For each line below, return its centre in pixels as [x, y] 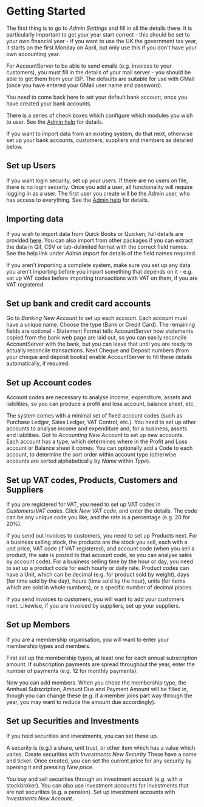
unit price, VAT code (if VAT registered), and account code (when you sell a [100, 549]
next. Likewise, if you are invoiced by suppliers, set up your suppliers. [93, 606]
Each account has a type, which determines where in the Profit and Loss [97, 442]
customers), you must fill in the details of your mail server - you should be [99, 72]
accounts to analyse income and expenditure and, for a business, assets [97, 428]
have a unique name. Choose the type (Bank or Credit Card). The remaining [101, 325]
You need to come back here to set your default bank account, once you [97, 97]
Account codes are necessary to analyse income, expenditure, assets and [99, 397]
